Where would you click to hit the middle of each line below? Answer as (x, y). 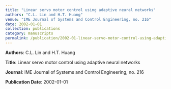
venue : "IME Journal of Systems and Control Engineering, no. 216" (78, 19)
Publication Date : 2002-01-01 (37, 82)
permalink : (17, 38)
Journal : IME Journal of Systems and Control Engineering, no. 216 (75, 72)
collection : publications (33, 29)
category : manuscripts (29, 33)
